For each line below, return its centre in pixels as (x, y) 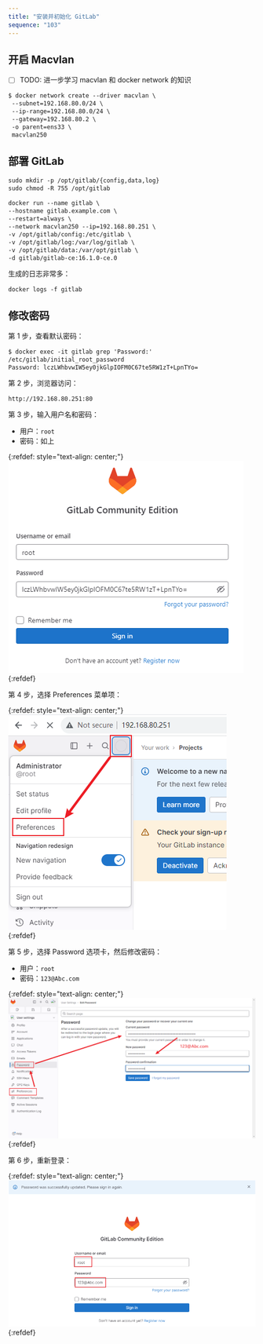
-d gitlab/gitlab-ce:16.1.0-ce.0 (63, 258)
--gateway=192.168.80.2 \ (54, 119)
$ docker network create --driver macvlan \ (82, 96)
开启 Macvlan (41, 59)
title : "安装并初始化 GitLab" (54, 16)
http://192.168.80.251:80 (50, 399)
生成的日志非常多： (39, 274)
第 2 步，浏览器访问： (43, 383)
